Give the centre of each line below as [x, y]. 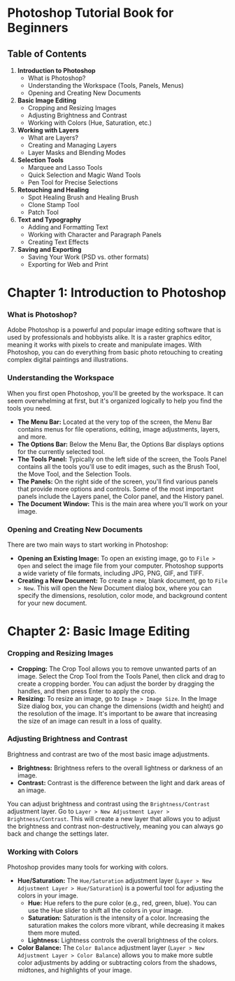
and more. [32, 436]
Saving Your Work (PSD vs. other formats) [88, 257]
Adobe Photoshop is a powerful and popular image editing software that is [114, 330]
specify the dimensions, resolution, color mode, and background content [122, 596]
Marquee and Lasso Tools [65, 167]
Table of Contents [47, 54]
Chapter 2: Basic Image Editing [99, 631]
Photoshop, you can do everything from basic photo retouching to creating [115, 352]
